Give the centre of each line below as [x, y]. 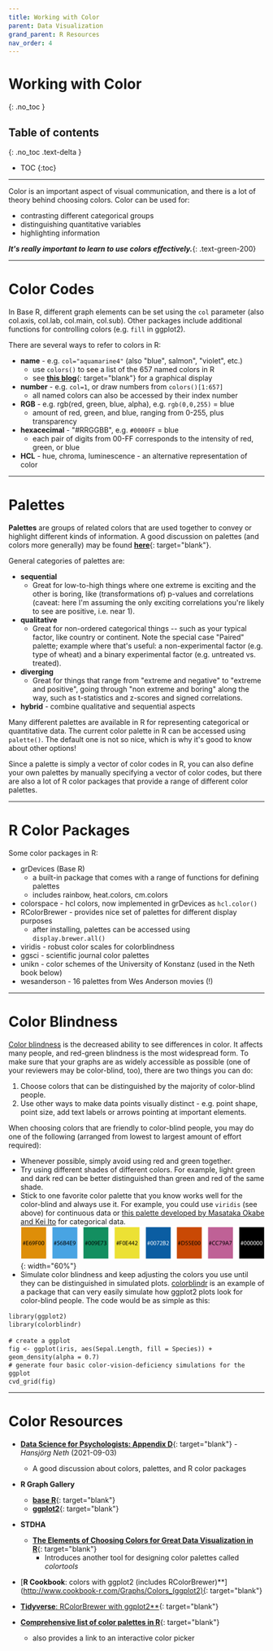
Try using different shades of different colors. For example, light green [138, 1170]
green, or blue [56, 447]
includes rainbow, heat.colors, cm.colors [100, 894]
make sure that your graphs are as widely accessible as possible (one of [129, 1061]
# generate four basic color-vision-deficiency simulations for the [127, 1365]
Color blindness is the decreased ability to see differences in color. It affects [136, 1044]
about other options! [43, 748]
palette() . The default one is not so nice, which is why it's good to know [130, 739]
